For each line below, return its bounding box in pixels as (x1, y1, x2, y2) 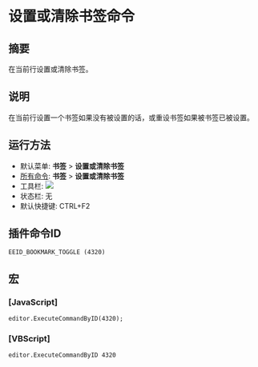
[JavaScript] (8, 297, 58, 308)
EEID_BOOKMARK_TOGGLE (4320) (8, 249, 106, 257)
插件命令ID (8, 227, 62, 241)
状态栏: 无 (19, 191, 53, 201)
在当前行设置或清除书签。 (8, 65, 93, 74)
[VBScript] (8, 333, 50, 345)
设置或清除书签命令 (8, 7, 135, 26)
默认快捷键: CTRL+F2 (19, 201, 91, 210)
